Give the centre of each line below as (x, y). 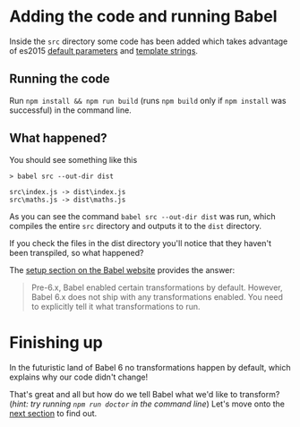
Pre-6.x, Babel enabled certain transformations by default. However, (157, 287)
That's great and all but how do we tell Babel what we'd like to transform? (145, 394)
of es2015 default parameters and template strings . (104, 50)
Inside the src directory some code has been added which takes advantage (149, 41)
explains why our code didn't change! (79, 377)
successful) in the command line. (70, 110)
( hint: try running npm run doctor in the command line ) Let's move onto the (147, 404)
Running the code (60, 79)
